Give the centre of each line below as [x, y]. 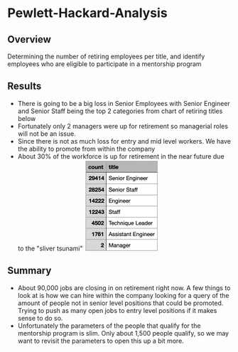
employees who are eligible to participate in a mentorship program [104, 64]
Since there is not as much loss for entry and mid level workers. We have [124, 141]
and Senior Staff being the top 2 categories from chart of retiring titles [120, 111]
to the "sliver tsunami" [50, 248]
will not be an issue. [47, 134]
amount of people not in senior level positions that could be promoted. [120, 303]
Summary [29, 271]
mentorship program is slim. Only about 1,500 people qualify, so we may [123, 333]
